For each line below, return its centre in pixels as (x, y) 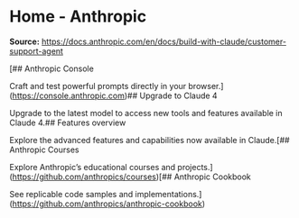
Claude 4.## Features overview (68, 123)
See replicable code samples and (71, 194)
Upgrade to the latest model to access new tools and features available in (146, 113)
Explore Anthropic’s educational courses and (93, 167)
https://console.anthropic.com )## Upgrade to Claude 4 (115, 95)
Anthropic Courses (44, 150)
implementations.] (168, 194)
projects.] (196, 167)
